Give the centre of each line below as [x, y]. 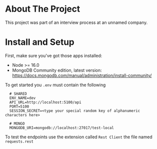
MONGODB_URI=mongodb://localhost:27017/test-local [62, 128]
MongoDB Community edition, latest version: [57, 70]
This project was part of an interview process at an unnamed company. [76, 22]
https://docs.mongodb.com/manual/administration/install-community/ [82, 75]
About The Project [43, 9]
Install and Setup [40, 42]
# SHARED [18, 93]
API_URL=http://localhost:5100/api [45, 102]
